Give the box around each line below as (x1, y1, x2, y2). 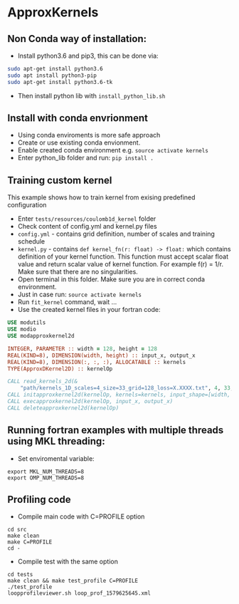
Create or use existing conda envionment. (17, 138, 141, 147)
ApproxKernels (7, 4, 99, 21)
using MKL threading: (7, 435, 105, 447)
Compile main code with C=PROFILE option (17, 512, 145, 521)
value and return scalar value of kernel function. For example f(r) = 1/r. (17, 260, 224, 269)
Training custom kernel (7, 174, 112, 186)
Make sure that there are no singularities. (17, 268, 139, 276)
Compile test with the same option (17, 557, 119, 566)
